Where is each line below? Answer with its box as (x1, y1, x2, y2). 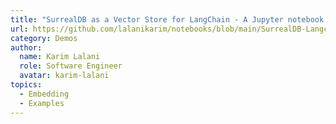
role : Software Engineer (19, 61, 123, 71)
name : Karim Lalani (19, 52, 101, 62)
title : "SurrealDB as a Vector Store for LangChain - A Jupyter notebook (10, 14, 325, 25)
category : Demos (10, 33, 78, 43)
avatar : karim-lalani (19, 71, 110, 81)
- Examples (19, 98, 65, 108)
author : (10, 42, 43, 53)
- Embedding (19, 89, 70, 99)
